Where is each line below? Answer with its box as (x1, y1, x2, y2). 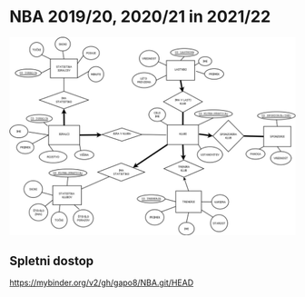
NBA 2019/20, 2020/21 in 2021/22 (9, 6, 271, 27)
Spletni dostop (9, 252, 94, 269)
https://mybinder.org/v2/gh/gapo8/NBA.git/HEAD (9, 277, 194, 288)
